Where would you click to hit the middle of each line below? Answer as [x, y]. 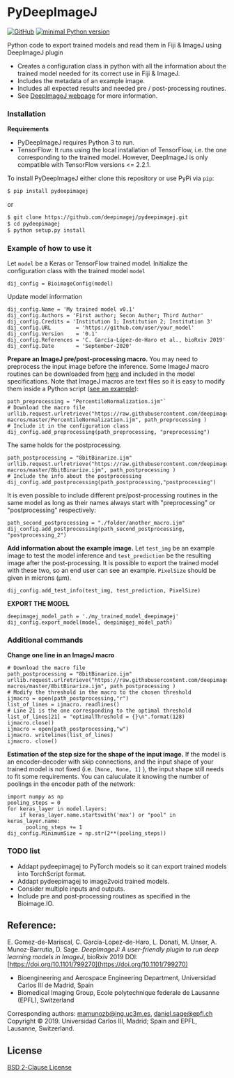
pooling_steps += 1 [54, 828]
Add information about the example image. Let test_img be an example [111, 548]
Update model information [45, 297]
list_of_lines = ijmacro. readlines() [63, 705]
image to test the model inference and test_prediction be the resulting [109, 555]
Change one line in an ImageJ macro [61, 655]
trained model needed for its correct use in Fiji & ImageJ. [99, 73]
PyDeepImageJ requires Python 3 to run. [76, 143]
